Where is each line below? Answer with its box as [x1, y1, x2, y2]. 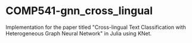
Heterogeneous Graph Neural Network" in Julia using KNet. [5, 29, 152, 37]
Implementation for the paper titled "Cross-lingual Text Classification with [5, 24, 186, 31]
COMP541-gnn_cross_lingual [5, 4, 153, 18]
